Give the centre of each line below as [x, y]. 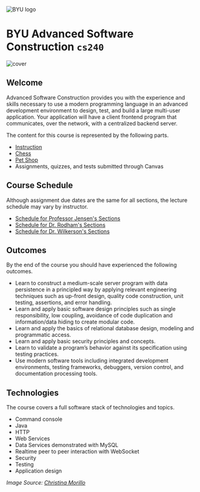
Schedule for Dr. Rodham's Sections [60, 224]
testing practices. [37, 354]
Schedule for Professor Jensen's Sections [68, 218]
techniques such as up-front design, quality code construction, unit [99, 296]
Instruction [28, 147]
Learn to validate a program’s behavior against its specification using [101, 348]
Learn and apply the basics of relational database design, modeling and [104, 328]
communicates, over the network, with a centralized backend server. [92, 123]
